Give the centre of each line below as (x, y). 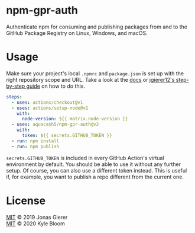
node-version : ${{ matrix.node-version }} (75, 119)
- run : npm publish (35, 146)
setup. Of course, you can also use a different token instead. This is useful (97, 170)
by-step (16, 86)
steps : (14, 97)
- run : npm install (35, 141)
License (26, 201)
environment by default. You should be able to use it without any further (94, 164)
